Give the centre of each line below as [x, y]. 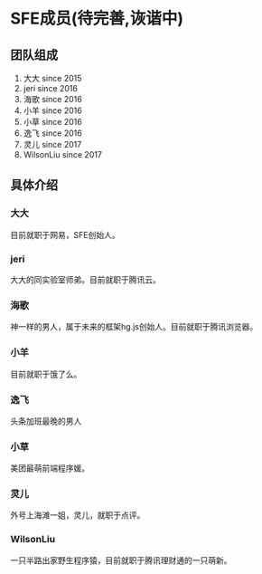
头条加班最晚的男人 [46, 421]
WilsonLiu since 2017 [63, 154]
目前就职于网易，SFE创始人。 [65, 234]
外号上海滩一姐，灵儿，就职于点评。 [78, 515]
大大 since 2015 [52, 78]
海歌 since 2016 [52, 99]
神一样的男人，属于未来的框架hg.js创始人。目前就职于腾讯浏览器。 [134, 327]
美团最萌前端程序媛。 [50, 468]
